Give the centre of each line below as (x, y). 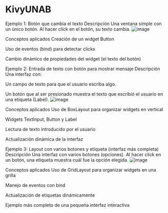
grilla (11, 175)
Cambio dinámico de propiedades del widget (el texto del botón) (73, 59)
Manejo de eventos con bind (35, 185)
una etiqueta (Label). (27, 99)
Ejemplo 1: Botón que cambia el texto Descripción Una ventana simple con (84, 24)
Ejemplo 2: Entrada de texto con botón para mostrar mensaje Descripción (83, 69)
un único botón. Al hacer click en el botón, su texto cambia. (68, 29)
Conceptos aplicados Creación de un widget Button (60, 39)
